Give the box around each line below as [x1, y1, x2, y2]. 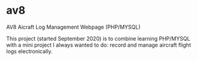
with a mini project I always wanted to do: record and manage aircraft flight [6, 41, 192, 48]
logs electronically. [6, 47, 53, 54]
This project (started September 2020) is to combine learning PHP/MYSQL [6, 35, 190, 42]
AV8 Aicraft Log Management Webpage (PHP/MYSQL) [6, 23, 141, 30]
